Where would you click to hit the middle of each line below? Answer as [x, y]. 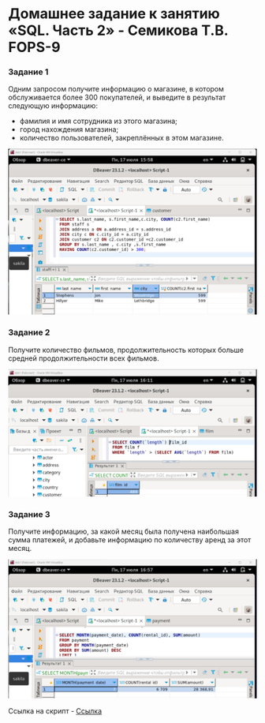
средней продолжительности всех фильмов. [84, 358]
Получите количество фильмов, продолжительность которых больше [126, 350]
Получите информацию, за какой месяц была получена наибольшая [123, 532]
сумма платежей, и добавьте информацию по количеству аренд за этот [130, 540]
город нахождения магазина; [69, 129]
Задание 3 [29, 515]
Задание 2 [29, 332]
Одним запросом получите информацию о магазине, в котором [116, 89]
